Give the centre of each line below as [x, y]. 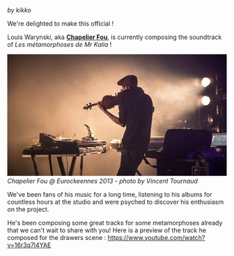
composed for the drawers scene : [57, 237]
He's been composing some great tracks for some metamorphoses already [115, 223]
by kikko [19, 10]
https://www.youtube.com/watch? [156, 237]
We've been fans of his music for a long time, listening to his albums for [110, 194]
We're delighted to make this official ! [61, 23]
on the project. [28, 209]
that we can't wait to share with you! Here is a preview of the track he [107, 230]
